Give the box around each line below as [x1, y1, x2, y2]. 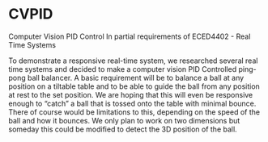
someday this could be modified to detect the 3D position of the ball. [8, 124, 237, 134]
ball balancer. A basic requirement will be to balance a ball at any [27, 73, 245, 82]
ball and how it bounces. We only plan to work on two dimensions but [8, 115, 240, 125]
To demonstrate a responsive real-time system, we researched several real [8, 56, 258, 65]
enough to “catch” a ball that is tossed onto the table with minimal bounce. [8, 98, 257, 108]
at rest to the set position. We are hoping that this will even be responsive [8, 90, 253, 99]
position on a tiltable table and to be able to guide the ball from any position [8, 81, 261, 91]
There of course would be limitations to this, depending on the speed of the [8, 106, 261, 117]
